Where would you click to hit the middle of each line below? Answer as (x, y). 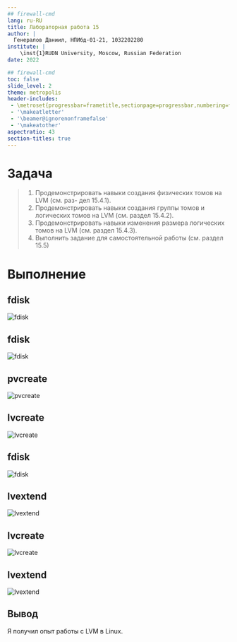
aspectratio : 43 (31, 132)
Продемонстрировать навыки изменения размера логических (130, 223)
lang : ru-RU (25, 21)
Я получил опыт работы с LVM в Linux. (65, 631)
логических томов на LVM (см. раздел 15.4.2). (104, 216)
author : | (22, 34)
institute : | (26, 47)
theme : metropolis (34, 93)
